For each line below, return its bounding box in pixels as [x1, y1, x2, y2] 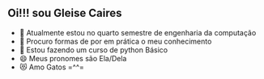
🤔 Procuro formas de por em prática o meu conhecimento [19, 36, 212, 46]
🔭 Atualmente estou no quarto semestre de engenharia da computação [19, 27, 257, 37]
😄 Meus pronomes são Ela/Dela [19, 53, 127, 63]
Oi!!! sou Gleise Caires [7, 6, 122, 20]
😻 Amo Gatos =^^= [19, 62, 84, 72]
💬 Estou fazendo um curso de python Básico [19, 44, 168, 55]
